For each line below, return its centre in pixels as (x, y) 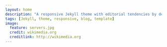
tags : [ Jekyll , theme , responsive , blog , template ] (60, 19)
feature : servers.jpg (32, 28)
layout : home (19, 10)
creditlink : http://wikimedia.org (45, 37)
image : (12, 23)
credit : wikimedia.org (33, 32)
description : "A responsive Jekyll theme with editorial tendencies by (81, 14)
